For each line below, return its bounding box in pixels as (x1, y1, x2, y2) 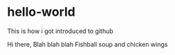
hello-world (7, 4, 76, 20)
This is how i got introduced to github (7, 27, 114, 35)
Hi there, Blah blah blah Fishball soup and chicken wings (7, 40, 168, 48)
